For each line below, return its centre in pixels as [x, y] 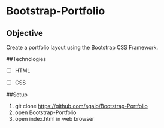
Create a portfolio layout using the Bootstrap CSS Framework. [82, 47]
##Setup [17, 95]
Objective [25, 33]
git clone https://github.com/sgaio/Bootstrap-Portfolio [81, 106]
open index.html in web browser [54, 119]
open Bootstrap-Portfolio [45, 112]
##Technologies [26, 59]
